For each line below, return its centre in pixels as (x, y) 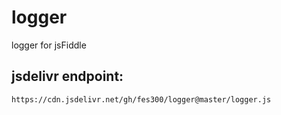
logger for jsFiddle (49, 45)
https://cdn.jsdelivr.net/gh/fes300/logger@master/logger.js (141, 99)
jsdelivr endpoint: (67, 76)
